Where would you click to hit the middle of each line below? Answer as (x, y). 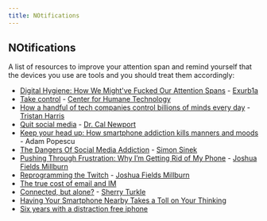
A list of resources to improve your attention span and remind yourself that (130, 67)
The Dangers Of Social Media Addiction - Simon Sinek (108, 150)
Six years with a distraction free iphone (84, 209)
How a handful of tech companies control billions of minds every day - (135, 107)
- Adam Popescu (47, 142)
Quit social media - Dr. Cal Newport (78, 125)
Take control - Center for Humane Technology (95, 99)
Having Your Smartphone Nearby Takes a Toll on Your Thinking (123, 200)
